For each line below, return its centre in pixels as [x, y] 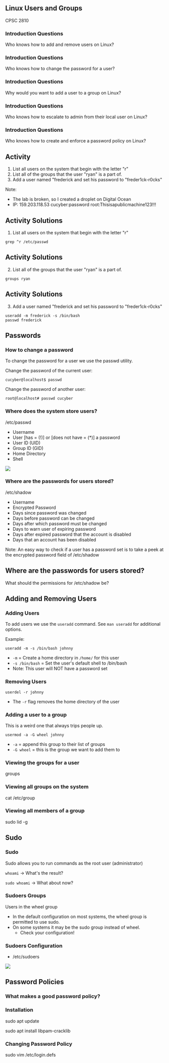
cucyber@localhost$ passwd [34, 380]
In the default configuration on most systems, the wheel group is [80, 917]
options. [14, 629]
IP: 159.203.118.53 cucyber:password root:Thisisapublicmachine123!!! [84, 205]
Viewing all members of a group [45, 811]
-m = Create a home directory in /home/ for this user [66, 658]
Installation [19, 1010]
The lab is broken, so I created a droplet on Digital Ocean [72, 199]
